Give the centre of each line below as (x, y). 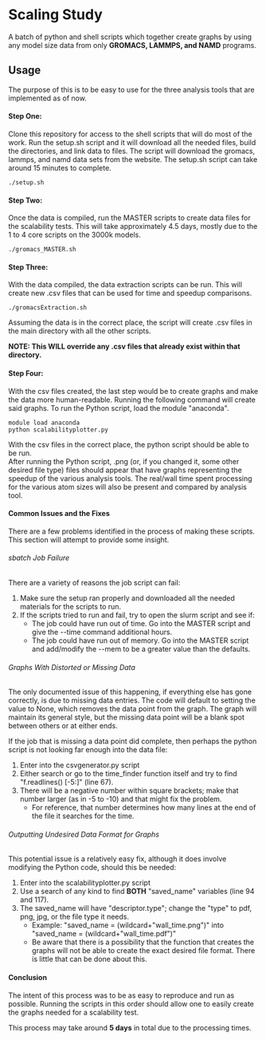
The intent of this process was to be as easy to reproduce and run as (121, 995)
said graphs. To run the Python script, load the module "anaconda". (119, 408)
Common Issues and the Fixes (59, 514)
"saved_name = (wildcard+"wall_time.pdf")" (104, 934)
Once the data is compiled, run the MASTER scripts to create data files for (129, 218)
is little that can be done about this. (89, 959)
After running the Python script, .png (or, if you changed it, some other (124, 461)
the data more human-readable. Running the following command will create (132, 400)
